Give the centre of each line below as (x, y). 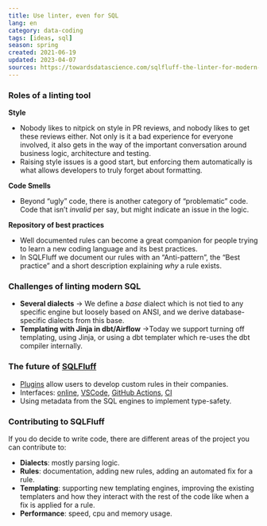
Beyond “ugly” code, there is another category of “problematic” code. (134, 201)
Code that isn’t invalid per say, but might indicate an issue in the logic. (134, 210)
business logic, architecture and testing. (85, 154)
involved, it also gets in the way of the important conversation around (133, 145)
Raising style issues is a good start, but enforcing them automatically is (136, 162)
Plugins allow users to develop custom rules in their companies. (124, 384)
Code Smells (30, 186)
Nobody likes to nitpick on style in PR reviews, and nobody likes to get (135, 128)
